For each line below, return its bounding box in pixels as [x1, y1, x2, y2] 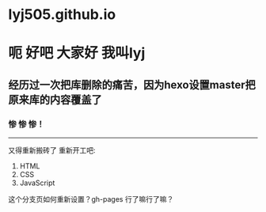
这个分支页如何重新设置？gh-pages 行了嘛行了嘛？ [8, 195, 174, 204]
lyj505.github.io [8, 6, 116, 24]
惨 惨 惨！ [8, 119, 45, 130]
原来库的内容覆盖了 [8, 93, 102, 106]
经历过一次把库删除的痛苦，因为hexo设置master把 [8, 78, 256, 92]
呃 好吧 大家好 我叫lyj [8, 44, 146, 62]
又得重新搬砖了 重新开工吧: [8, 146, 96, 155]
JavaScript [19, 178, 55, 187]
